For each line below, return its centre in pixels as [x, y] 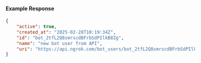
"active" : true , [37, 27]
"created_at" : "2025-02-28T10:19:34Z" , [66, 32]
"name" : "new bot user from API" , [59, 43]
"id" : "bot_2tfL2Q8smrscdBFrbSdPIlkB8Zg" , [70, 38]
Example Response [30, 8]
